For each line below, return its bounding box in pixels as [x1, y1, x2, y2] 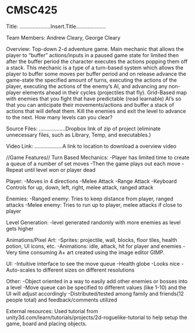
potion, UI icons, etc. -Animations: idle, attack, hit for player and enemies [6, 242, 182, 249]
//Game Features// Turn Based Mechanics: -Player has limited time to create [6, 154, 190, 161]
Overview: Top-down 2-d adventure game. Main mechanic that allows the [6, 45, 184, 53]
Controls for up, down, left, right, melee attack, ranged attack [6, 183, 154, 190]
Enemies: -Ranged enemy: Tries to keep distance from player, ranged [6, 195, 174, 202]
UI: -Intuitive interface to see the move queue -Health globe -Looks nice [6, 260, 180, 267]
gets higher [6, 225, 34, 232]
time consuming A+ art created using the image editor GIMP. [18, 249, 165, 256]
